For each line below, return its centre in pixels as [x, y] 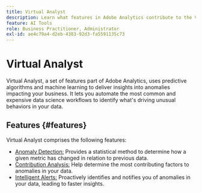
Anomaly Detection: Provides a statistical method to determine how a [100, 151]
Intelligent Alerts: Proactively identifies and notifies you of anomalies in [103, 177]
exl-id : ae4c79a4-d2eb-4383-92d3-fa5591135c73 [66, 34]
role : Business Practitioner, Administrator [63, 29]
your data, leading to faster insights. [60, 183]
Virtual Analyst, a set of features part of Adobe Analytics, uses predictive [97, 81]
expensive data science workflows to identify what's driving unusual [91, 100]
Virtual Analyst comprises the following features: [66, 140]
